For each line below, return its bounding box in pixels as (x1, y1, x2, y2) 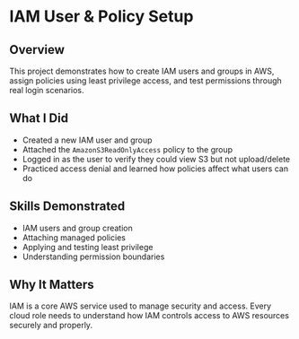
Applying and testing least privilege (22, 241, 154, 252)
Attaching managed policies (22, 231, 126, 243)
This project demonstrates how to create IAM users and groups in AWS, (9, 65, 275, 76)
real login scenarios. (9, 85, 84, 95)
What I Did (9, 110, 69, 126)
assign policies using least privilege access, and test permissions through (9, 75, 283, 86)
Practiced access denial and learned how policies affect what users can (22, 163, 289, 174)
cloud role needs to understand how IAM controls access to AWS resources (9, 310, 290, 321)
